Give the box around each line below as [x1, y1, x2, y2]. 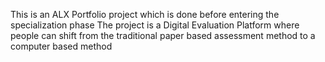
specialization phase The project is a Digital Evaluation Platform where [10, 19, 300, 31]
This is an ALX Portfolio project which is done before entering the [10, 9, 280, 20]
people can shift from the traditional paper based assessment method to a [10, 30, 316, 41]
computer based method [10, 40, 113, 52]
